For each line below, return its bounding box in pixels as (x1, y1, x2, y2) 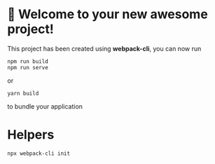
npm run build (7, 57, 49, 65)
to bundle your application (7, 102, 83, 111)
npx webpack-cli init (7, 150, 71, 157)
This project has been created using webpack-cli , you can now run (7, 44, 202, 53)
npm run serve (7, 64, 49, 71)
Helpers (7, 127, 55, 143)
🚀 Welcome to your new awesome (7, 6, 208, 22)
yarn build (7, 90, 39, 97)
